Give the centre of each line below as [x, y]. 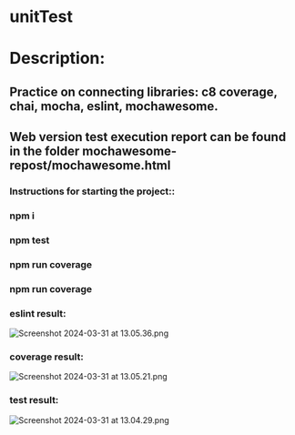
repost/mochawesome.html [90, 166]
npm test [30, 240]
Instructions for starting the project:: [92, 191]
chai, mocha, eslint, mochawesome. [114, 106]
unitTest [41, 17]
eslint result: [38, 313]
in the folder [45, 152]
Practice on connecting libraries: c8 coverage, [143, 91]
